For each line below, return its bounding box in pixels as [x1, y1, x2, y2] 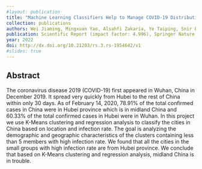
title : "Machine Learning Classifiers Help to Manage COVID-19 [6, 14, 168, 21]
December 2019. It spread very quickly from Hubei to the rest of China [6, 93, 180, 100]
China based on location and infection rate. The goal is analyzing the [6, 125, 176, 132]
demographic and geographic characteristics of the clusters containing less [6, 131, 194, 139]
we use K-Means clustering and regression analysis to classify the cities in [6, 118, 191, 126]
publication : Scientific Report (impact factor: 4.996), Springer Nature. [6, 31, 198, 37]
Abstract [6, 71, 40, 81]
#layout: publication [6, 8, 61, 15]
